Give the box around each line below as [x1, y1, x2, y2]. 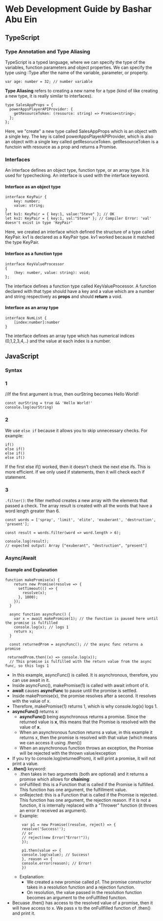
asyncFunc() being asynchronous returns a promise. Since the [19, 714, 146, 720]
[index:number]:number [14, 320, 60, 325]
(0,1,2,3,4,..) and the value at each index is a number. [5, 338, 111, 344]
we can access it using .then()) [19, 740, 82, 746]
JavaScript [5, 352, 39, 361]
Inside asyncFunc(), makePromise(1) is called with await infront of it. [12, 683, 149, 688]
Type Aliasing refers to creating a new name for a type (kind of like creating [5, 87, 158, 94]
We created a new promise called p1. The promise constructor [26, 879, 152, 885]
